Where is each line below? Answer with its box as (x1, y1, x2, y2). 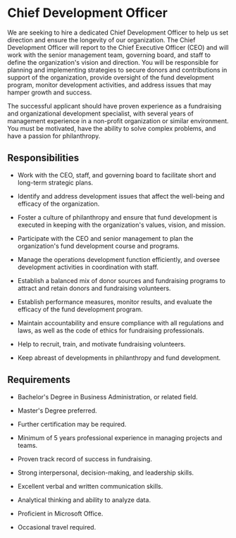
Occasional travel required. (17, 523, 97, 531)
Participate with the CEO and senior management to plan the (17, 234, 194, 242)
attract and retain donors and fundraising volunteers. (17, 284, 171, 292)
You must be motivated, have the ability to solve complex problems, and (7, 124, 216, 132)
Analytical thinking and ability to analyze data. (17, 495, 151, 504)
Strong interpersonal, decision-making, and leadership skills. (17, 468, 194, 477)
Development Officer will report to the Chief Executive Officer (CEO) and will (7, 43, 229, 51)
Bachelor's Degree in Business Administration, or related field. (17, 392, 199, 401)
